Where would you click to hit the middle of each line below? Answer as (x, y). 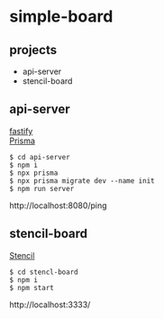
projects (33, 50)
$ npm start (32, 287)
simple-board (61, 17)
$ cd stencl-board (44, 272)
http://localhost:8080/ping (58, 205)
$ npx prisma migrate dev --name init (82, 181)
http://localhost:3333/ (50, 305)
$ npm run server (42, 188)
